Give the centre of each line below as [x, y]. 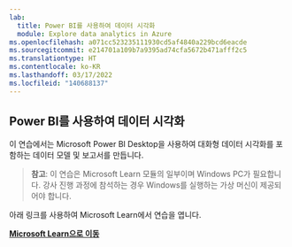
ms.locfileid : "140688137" [59, 83]
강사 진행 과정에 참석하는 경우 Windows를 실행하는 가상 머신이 [150, 185]
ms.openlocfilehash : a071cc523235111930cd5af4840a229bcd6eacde [128, 42]
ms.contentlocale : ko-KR [55, 67]
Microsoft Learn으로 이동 [54, 234]
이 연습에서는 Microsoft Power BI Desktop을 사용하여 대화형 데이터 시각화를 [142, 144]
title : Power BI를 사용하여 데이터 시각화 [86, 26]
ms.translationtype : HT [53, 58]
